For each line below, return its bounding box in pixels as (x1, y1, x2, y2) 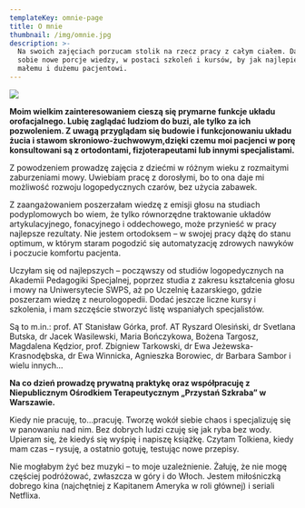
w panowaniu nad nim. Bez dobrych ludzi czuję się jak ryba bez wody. (9, 423, 272, 434)
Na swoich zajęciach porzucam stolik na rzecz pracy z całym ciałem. (17, 47, 286, 56)
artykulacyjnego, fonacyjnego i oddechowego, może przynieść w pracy (9, 218, 277, 229)
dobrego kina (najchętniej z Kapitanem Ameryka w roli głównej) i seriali (9, 480, 275, 491)
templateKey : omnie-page (9, 13, 103, 23)
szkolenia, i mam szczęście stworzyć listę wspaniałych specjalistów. (9, 304, 265, 314)
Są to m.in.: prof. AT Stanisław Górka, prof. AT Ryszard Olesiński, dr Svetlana (9, 321, 296, 332)
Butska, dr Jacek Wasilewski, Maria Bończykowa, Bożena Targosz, (9, 331, 259, 342)
